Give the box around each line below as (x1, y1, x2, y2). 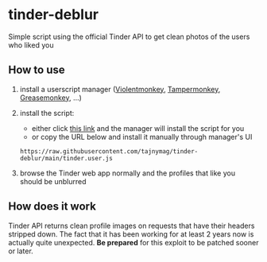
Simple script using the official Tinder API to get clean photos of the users (8, 32, 250, 41)
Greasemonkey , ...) (19, 93, 82, 102)
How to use (8, 64, 65, 77)
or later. (8, 246, 33, 256)
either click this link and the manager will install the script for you (31, 123, 245, 133)
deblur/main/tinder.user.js (19, 154, 113, 162)
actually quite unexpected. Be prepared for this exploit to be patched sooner (8, 237, 259, 247)
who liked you (8, 40, 54, 49)
